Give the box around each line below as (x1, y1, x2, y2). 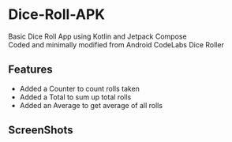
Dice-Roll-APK (8, 6, 105, 24)
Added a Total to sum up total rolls (19, 92, 132, 102)
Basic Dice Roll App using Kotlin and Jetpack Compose (8, 32, 187, 41)
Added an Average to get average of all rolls (19, 100, 163, 110)
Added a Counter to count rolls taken (19, 84, 140, 93)
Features (8, 63, 53, 77)
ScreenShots (8, 124, 73, 137)
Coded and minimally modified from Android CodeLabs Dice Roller (8, 39, 225, 49)
